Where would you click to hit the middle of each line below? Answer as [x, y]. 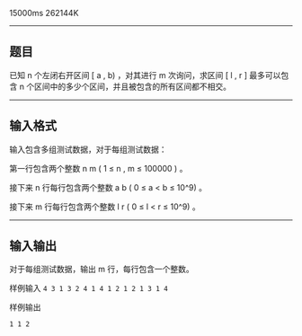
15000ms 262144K [44, 13]
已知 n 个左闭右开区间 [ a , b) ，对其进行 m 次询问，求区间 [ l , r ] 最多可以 [145, 75]
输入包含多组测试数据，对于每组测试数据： [88, 149]
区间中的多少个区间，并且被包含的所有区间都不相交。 [133, 86]
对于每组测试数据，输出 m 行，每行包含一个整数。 [102, 270]
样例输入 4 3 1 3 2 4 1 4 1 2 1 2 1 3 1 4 [89, 288]
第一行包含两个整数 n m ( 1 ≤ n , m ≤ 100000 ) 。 [98, 168]
